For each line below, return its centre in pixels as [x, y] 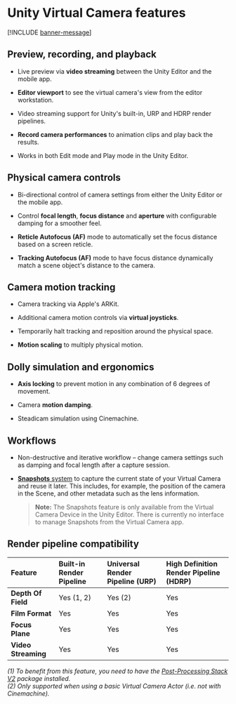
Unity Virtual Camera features [97, 13]
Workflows [32, 440]
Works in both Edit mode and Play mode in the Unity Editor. [103, 155]
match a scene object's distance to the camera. [86, 265]
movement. [34, 392]
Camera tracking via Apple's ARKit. [68, 304]
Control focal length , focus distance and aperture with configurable [117, 215]
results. [28, 142]
